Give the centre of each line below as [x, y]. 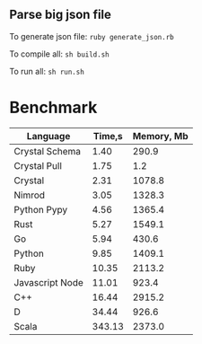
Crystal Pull [38, 165]
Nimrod [30, 195]
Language [48, 136]
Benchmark [53, 108]
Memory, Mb [160, 136]
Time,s [108, 136]
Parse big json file [61, 15]
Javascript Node [48, 282]
